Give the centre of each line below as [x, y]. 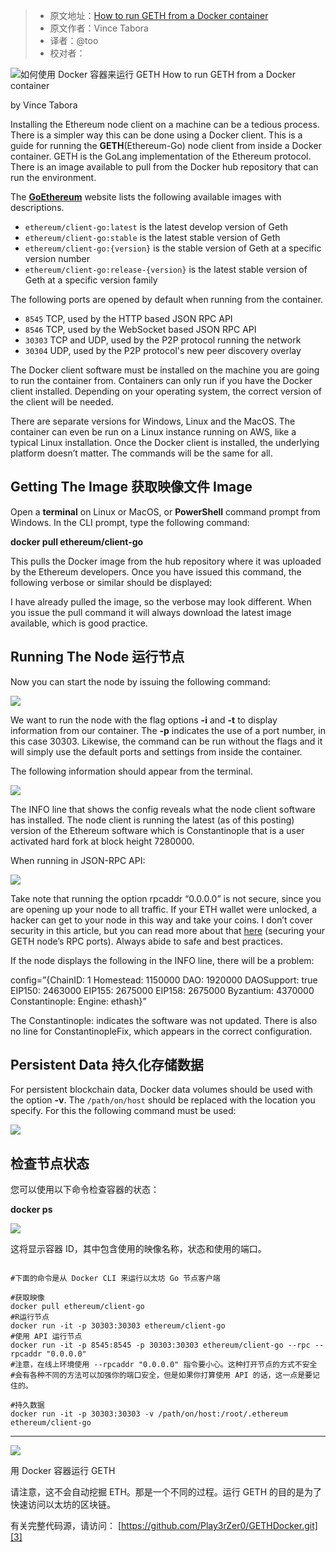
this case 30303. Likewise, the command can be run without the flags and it [166, 741]
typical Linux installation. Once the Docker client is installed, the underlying [165, 442]
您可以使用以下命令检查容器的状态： [85, 1190]
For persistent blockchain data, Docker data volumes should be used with [161, 1090]
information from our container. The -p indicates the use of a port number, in [168, 730]
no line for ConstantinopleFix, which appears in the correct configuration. [161, 1031]
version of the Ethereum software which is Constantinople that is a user [157, 830]
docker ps [31, 1210]
